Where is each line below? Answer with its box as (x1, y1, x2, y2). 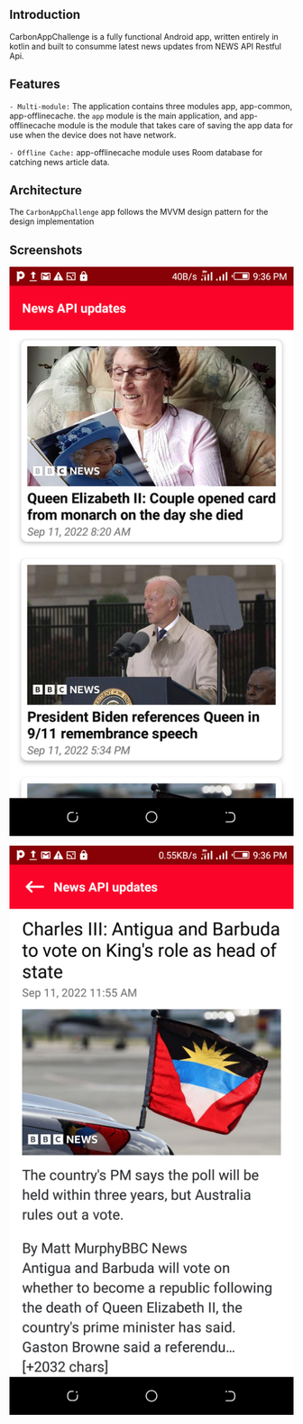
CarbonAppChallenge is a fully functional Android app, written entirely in (9, 31, 280, 42)
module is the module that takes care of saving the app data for (57, 119, 294, 130)
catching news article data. (9, 156, 110, 167)
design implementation (9, 216, 95, 227)
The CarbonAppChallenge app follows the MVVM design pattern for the (9, 207, 269, 218)
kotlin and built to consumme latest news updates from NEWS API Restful (9, 41, 282, 52)
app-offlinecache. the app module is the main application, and (9, 110, 239, 121)
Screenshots (9, 242, 83, 258)
